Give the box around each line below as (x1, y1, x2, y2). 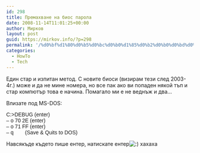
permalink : (6, 42, 33, 48)
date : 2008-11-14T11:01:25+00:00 (6, 20, 89, 26)
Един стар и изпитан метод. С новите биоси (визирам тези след (6, 75, 170, 82)
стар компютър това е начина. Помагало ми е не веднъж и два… (6, 88, 173, 95)
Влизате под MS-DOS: (6, 99, 62, 106)
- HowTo (11, 53, 31, 59)
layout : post (6, 31, 39, 37)
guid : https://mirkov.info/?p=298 (6, 36, 92, 42)
